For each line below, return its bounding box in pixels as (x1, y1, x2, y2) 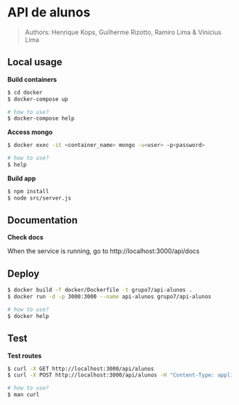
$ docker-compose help (7, 115, 75, 122)
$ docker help (7, 312, 50, 319)
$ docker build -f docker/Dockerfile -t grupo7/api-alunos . (7, 287, 193, 294)
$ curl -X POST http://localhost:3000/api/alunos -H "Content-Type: (7, 371, 215, 379)
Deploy (7, 267, 40, 280)
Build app (7, 174, 36, 183)
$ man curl (7, 391, 40, 399)
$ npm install (7, 188, 50, 195)
